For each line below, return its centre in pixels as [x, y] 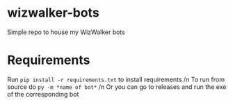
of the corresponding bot [43, 94]
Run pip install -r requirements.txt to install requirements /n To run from [116, 79]
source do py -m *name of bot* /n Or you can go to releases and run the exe [117, 87]
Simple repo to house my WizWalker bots [66, 32]
